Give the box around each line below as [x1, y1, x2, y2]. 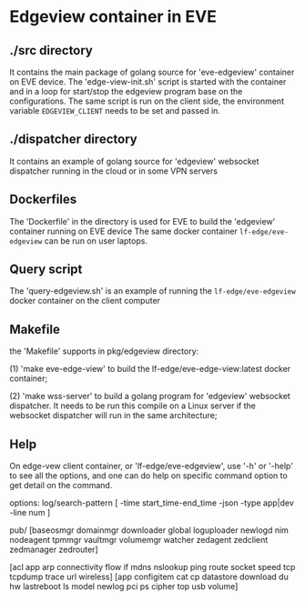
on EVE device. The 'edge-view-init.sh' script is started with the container [9, 76, 287, 87]
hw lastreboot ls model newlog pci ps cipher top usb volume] [9, 581, 239, 592]
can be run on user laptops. [44, 235, 148, 246]
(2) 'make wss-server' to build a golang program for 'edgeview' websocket [9, 391, 291, 402]
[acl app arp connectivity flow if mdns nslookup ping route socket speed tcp [9, 562, 296, 573]
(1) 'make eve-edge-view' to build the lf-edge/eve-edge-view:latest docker [9, 364, 291, 375]
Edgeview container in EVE [9, 6, 217, 27]
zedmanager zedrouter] [9, 544, 98, 556]
